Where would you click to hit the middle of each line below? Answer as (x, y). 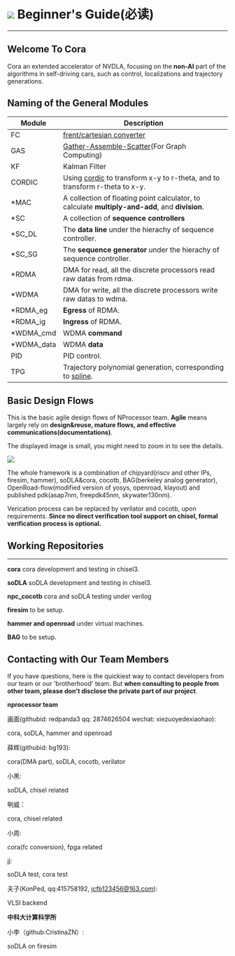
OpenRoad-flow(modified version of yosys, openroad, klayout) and (104, 487)
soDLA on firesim (32, 946)
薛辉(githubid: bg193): (39, 747)
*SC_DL (24, 234)
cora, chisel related (35, 819)
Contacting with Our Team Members (88, 659)
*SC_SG (24, 254)
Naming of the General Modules (78, 103)
